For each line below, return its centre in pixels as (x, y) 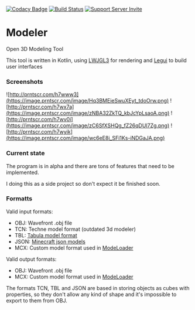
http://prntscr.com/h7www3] (44, 94)
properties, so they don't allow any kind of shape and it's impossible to (91, 294)
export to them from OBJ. (37, 300)
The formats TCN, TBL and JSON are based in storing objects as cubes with (98, 288)
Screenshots (25, 81)
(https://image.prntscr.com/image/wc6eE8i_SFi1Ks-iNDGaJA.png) (85, 138)
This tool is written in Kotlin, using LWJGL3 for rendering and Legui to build (97, 60)
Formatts (19, 199)
